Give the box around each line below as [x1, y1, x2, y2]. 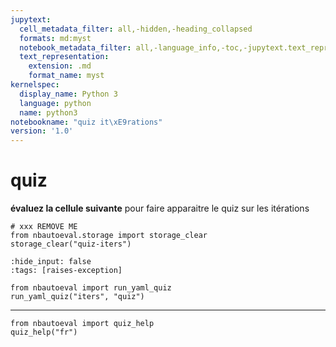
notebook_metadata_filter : [19, 42, 132, 53]
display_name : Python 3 [19, 89, 118, 99]
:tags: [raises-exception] [10, 266, 123, 276]
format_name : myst [28, 71, 105, 81]
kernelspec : [10, 80, 60, 90]
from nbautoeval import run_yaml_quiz [10, 283, 172, 293]
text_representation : [19, 52, 110, 62]
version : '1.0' [10, 126, 74, 136]
